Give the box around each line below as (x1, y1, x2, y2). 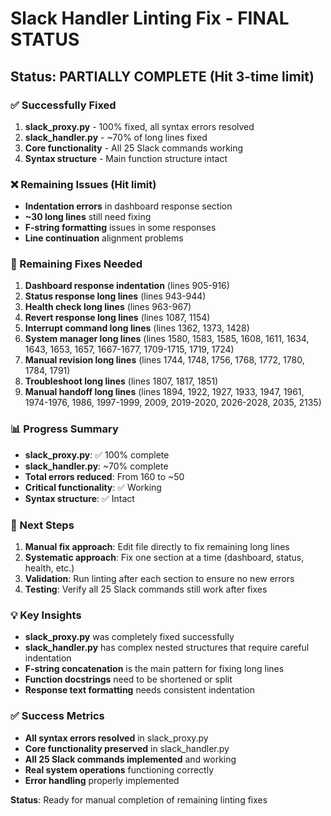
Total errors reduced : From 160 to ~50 (24, 470, 185, 482)
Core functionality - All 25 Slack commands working (24, 142, 244, 154)
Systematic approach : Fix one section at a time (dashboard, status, (24, 552, 305, 564)
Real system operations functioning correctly (24, 763, 215, 776)
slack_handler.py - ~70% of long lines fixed (24, 131, 208, 143)
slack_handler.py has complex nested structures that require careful (24, 642, 310, 654)
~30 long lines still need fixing (24, 211, 152, 223)
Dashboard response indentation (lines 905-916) (24, 280, 230, 292)
